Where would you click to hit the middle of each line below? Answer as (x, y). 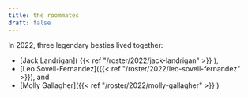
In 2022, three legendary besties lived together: (86, 45)
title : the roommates (44, 15)
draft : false (30, 23)
